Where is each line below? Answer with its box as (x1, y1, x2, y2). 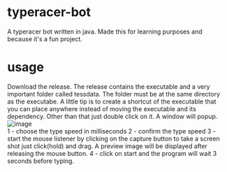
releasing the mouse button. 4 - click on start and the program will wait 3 (7, 149, 217, 157)
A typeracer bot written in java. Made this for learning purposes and (7, 27, 203, 36)
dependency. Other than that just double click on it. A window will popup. (7, 112, 218, 120)
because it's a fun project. (7, 34, 82, 43)
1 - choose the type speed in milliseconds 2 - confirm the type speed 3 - (7, 127, 217, 135)
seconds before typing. (7, 157, 75, 165)
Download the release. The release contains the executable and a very (7, 82, 211, 91)
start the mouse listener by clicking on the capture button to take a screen (7, 134, 220, 143)
